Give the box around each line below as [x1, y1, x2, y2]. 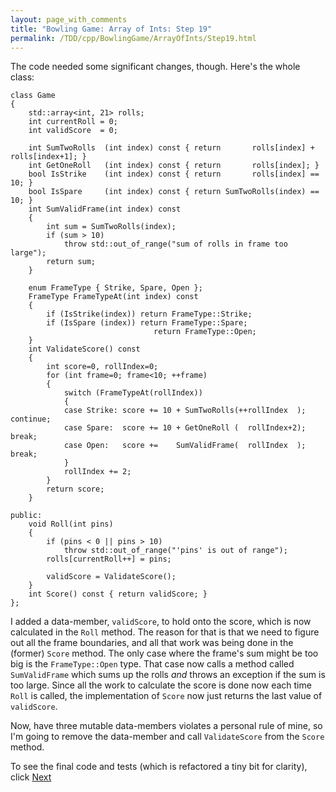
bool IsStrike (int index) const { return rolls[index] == [28, 169, 320, 180]
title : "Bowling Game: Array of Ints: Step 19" [10, 24, 213, 34]
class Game [10, 91, 56, 101]
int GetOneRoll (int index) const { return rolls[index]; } [28, 161, 320, 171]
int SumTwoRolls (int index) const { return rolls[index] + [28, 143, 315, 153]
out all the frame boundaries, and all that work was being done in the [10, 637, 294, 649]
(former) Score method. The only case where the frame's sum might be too [10, 647, 319, 660]
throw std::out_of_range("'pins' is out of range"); [63, 546, 288, 556]
